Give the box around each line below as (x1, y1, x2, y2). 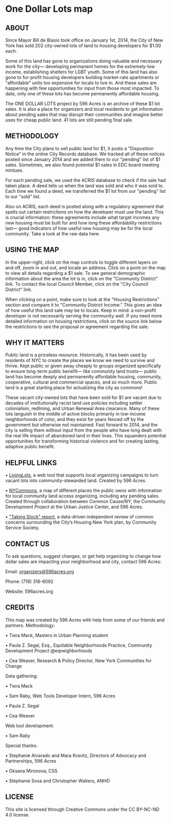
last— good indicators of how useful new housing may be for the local (5, 225, 153, 231)
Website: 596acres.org (5, 588, 54, 595)
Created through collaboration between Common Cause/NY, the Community (5, 498, 166, 505)
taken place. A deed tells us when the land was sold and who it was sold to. (5, 183, 164, 189)
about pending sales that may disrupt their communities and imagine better (5, 111, 163, 117)
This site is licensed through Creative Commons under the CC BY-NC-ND (5, 806, 160, 812)
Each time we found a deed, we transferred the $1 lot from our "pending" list (5, 188, 166, 194)
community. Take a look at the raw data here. (5, 230, 101, 236)
